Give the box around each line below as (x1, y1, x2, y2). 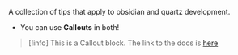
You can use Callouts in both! (19, 23, 120, 32)
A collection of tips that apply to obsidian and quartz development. (8, 7, 231, 16)
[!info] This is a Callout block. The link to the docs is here (28, 38, 219, 48)
